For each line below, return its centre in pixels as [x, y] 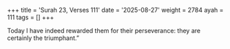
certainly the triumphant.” [43, 38]
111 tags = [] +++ [31, 17]
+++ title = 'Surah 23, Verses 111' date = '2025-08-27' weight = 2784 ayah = [115, 10]
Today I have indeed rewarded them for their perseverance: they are [104, 31]
